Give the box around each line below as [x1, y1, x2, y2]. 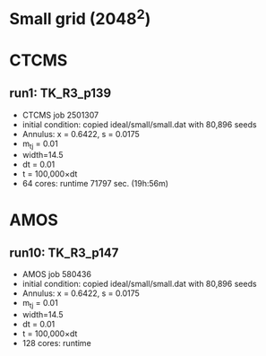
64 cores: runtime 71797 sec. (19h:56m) [21, 178, 168, 189]
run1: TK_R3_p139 [9, 86, 112, 101]
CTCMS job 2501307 [21, 109, 99, 120]
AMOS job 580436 [21, 269, 92, 280]
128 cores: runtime [21, 338, 91, 349]
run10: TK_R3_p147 [9, 245, 119, 260]
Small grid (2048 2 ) [9, 5, 151, 30]
